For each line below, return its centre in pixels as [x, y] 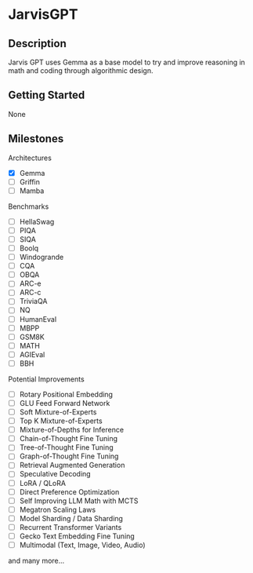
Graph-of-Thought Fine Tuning [69, 456]
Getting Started [47, 95]
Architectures [30, 158]
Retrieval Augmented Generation [72, 465]
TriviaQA [33, 301]
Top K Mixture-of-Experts [61, 421]
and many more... [36, 560]
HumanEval [38, 319]
